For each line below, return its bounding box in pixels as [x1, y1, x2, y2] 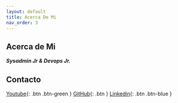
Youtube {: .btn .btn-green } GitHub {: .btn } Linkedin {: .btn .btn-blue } [6, 90, 172, 97]
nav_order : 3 [6, 20, 38, 25]
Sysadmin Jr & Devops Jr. [6, 57, 71, 65]
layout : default [6, 8, 46, 15]
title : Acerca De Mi [6, 14, 57, 20]
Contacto [6, 75, 41, 85]
